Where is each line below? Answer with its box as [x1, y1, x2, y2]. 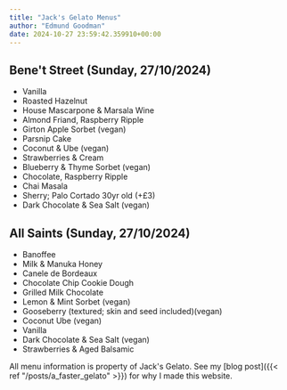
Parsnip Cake [21, 134, 72, 144]
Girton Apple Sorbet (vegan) [21, 124, 127, 134]
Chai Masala [21, 181, 69, 191]
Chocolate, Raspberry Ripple [21, 171, 128, 183]
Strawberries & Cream [21, 152, 104, 163]
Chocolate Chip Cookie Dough [21, 278, 135, 288]
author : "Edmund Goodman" [9, 21, 105, 30]
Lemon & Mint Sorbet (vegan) [21, 297, 131, 307]
